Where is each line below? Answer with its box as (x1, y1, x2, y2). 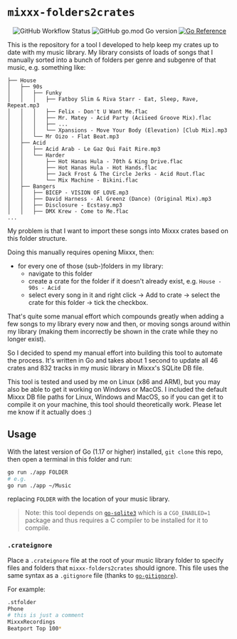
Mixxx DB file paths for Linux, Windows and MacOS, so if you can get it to (7, 393, 224, 401)
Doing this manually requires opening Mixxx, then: (7, 248, 154, 256)
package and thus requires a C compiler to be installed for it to (24, 516, 209, 525)
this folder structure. (7, 234, 68, 242)
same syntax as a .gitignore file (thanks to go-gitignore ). (7, 571, 178, 579)
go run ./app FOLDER (7, 469, 69, 476)
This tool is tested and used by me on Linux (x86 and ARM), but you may (7, 377, 221, 386)
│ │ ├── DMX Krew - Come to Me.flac (7, 207, 130, 215)
